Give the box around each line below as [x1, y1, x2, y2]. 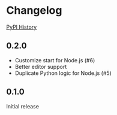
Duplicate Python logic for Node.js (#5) [14, 69, 112, 77]
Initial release [6, 102, 39, 110]
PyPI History [6, 23, 37, 31]
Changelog [6, 4, 62, 17]
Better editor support [14, 63, 67, 70]
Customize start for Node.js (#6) [14, 56, 95, 63]
